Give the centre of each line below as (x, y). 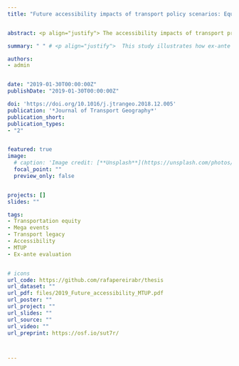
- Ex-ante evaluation (39, 254)
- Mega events (28, 228)
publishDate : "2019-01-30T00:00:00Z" (63, 91)
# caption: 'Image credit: (54, 163)
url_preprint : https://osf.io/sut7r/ (63, 333)
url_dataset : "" (31, 287)
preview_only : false (44, 176)
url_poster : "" (30, 300)
